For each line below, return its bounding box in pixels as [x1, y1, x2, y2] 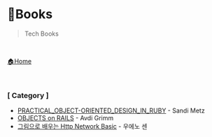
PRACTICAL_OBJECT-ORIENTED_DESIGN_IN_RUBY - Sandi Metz [17, 106, 205, 115]
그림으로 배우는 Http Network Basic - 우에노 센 [17, 122, 148, 131]
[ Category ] [7, 90, 49, 100]
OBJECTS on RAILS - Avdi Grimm [17, 114, 114, 122]
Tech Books [24, 29, 59, 38]
